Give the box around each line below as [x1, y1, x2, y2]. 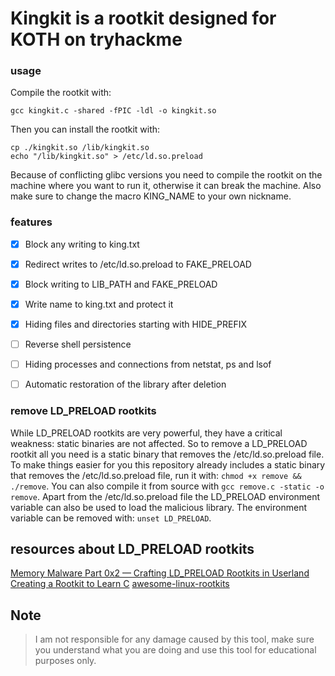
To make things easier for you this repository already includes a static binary [10, 458, 326, 471]
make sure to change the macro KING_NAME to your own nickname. [10, 190, 292, 202]
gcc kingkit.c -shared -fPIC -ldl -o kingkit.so [10, 106, 217, 116]
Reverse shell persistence [24, 338, 132, 351]
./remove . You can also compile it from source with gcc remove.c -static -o [10, 480, 325, 492]
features [10, 215, 53, 229]
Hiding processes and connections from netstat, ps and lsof [24, 358, 272, 371]
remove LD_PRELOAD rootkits [10, 404, 157, 418]
